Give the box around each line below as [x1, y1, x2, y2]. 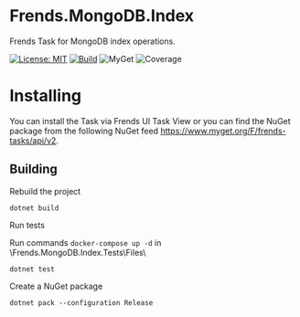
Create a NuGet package [9, 280, 103, 291]
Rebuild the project [9, 185, 81, 196]
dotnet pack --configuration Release [9, 298, 154, 307]
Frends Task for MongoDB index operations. [9, 36, 176, 47]
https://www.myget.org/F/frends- [159, 125, 286, 136]
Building [9, 162, 58, 177]
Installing [9, 86, 82, 106]
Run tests [9, 219, 46, 230]
